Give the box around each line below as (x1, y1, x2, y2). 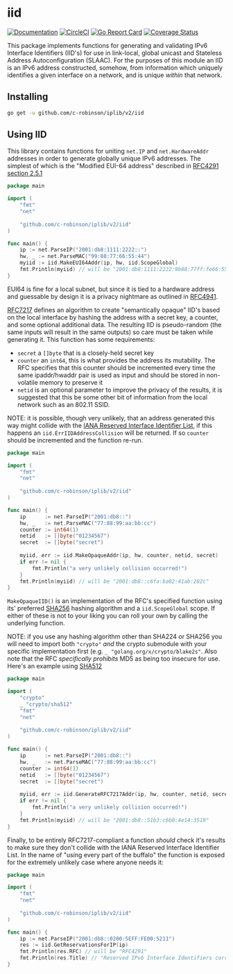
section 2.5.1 (7, 169, 43, 178)
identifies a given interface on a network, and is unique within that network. (7, 71, 223, 79)
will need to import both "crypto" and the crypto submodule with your (7, 640, 207, 648)
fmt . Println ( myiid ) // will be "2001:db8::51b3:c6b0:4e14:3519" (19, 816, 209, 824)
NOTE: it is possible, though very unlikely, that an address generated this (7, 413, 215, 422)
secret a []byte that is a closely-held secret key (17, 349, 155, 357)
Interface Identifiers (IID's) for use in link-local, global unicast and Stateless (7, 49, 223, 57)
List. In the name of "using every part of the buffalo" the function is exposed (7, 850, 225, 859)
